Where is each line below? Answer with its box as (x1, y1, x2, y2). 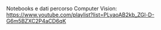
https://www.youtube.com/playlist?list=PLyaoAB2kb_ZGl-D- (6, 11, 155, 18)
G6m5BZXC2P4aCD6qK (6, 18, 66, 24)
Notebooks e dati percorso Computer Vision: (6, 5, 118, 12)
